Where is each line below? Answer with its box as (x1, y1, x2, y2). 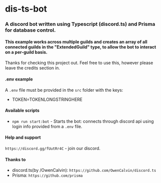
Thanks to (5, 156, 26, 162)
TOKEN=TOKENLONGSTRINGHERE (12, 96, 82, 102)
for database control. (5, 27, 56, 33)
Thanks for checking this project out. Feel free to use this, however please (5, 60, 154, 66)
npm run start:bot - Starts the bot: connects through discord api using (12, 118, 154, 124)
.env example (5, 76, 33, 82)
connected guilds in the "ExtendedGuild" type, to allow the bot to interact (5, 44, 156, 50)
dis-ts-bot (5, 3, 47, 15)
